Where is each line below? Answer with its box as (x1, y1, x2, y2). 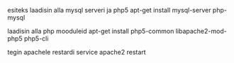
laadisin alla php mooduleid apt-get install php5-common (7, 27, 174, 35)
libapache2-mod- (175, 27, 227, 35)
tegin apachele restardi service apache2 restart (7, 48, 147, 56)
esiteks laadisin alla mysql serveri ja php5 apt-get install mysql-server (7, 6, 211, 14)
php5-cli (23, 34, 49, 43)
